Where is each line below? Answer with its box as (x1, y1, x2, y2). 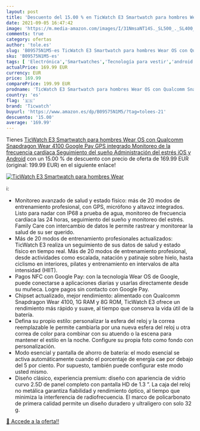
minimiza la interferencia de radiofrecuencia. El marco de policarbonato (14, 393, 190, 401)
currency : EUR (6, 70, 42, 76)
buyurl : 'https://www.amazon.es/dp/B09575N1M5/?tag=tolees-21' (6, 109, 167, 115)
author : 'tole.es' (6, 42, 52, 48)
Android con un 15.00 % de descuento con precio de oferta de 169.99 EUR (6, 155, 189, 162)
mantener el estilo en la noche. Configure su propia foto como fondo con (14, 337, 193, 344)
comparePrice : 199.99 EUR (6, 81, 70, 87)
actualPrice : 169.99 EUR (6, 64, 68, 70)
